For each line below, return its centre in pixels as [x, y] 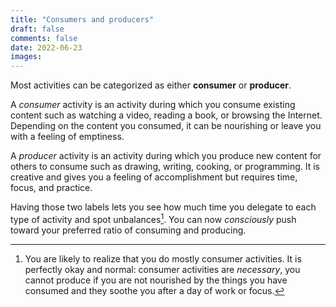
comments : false [44, 38]
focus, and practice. [51, 188]
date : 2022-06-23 [46, 47]
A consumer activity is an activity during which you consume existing [153, 105]
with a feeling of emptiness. [67, 137]
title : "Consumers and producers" [82, 19]
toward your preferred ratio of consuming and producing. [128, 230]
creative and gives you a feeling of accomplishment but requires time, [154, 177]
